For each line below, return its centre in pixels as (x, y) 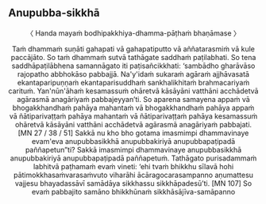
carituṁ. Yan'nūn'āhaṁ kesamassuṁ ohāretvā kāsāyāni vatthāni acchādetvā (133, 91)
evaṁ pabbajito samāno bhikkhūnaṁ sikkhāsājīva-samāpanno (133, 191)
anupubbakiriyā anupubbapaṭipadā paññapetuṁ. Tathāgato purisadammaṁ (133, 158)
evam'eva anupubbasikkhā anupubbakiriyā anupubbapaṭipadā (133, 141)
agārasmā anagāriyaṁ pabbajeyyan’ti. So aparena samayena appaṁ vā (133, 99)
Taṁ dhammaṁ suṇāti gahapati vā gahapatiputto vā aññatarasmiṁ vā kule (133, 49)
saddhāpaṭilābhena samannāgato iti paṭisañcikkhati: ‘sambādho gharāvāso (133, 66)
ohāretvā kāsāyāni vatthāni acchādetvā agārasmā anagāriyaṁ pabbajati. (133, 124)
